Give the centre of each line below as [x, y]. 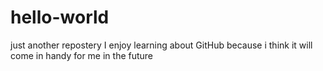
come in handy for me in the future [82, 55]
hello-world [60, 17]
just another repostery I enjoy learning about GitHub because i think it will [161, 45]
